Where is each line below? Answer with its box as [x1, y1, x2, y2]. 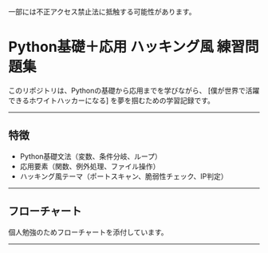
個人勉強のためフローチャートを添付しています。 [8, 227, 169, 237]
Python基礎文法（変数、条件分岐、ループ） [19, 151, 162, 161]
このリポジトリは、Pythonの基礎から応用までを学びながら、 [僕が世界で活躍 [8, 85, 260, 95]
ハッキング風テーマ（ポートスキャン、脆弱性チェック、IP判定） [19, 171, 228, 181]
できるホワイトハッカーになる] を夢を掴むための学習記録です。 [8, 95, 215, 105]
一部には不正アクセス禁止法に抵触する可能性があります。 [8, 7, 196, 16]
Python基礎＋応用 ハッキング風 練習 [8, 38, 246, 56]
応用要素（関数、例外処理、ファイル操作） [19, 161, 160, 171]
